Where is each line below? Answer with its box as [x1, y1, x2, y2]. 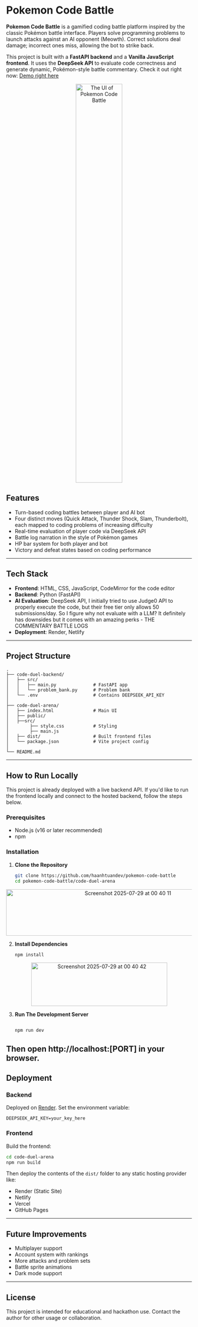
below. [6, 799, 22, 806]
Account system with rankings [14, 1251, 88, 1258]
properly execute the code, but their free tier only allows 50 [14, 603, 159, 610]
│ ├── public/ [6, 713, 46, 719]
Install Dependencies [14, 940, 68, 948]
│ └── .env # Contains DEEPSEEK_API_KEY [6, 692, 165, 698]
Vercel [14, 1200, 31, 1207]
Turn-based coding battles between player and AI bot [14, 509, 146, 516]
